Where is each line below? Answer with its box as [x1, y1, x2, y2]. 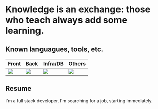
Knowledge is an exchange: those [5, 4, 151, 15]
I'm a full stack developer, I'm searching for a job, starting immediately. [5, 97, 153, 104]
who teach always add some [5, 14, 128, 26]
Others [68, 60, 86, 67]
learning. [5, 25, 44, 36]
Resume [5, 84, 32, 93]
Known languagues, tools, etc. [5, 45, 104, 53]
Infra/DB [43, 60, 64, 67]
